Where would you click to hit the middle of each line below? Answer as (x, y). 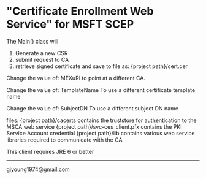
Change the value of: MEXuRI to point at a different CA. (76, 78)
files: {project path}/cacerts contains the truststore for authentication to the (101, 120)
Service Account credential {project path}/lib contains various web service (101, 133)
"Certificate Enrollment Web (80, 11)
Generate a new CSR (42, 53)
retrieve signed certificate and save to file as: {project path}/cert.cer (101, 66)
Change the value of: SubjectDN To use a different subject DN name (93, 108)
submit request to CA (42, 59)
